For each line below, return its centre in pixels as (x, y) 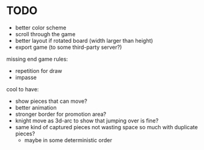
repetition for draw (38, 70)
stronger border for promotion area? (61, 114)
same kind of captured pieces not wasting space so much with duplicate (107, 127)
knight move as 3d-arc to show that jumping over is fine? (87, 121)
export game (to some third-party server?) (68, 47)
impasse (26, 77)
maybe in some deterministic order (68, 140)
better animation (36, 107)
